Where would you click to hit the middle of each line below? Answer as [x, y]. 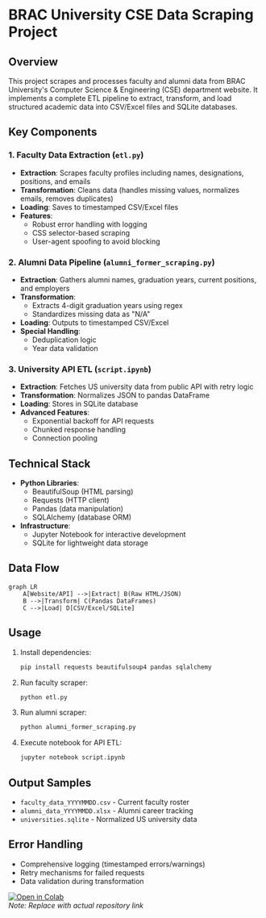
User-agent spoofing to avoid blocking [96, 241]
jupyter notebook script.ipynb [73, 757]
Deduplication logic [64, 340]
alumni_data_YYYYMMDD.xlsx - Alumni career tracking [106, 811]
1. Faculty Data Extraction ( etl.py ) [76, 155]
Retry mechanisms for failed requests [82, 872]
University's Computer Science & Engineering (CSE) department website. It [133, 90]
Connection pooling [65, 438]
